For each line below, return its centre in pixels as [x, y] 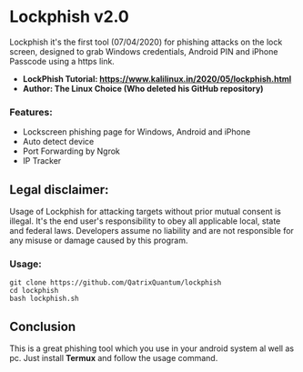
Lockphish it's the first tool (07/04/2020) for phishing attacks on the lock [146, 42]
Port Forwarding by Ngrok [71, 151]
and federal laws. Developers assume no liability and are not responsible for [151, 231]
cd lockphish [34, 291]
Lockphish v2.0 [69, 17]
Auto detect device [58, 142]
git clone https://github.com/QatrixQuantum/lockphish [116, 283]
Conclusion [43, 326]
